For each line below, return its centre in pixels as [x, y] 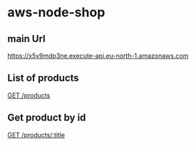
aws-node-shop [56, 12]
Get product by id [47, 118]
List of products [43, 78]
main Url [27, 39]
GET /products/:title [36, 135]
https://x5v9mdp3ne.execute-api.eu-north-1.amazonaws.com [98, 56]
